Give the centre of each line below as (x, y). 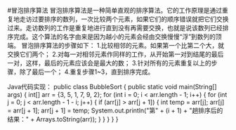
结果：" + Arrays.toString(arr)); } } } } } (63, 119)
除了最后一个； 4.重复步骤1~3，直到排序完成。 (87, 72)
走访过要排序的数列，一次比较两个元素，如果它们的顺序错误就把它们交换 (124, 19)
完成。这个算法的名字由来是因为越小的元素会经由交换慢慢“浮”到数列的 (114, 37)
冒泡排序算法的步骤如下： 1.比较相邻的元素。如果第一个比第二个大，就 (123, 45)
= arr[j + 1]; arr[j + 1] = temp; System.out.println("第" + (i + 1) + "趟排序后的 (115, 110)
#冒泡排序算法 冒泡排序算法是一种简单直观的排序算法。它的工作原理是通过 (115, 10)
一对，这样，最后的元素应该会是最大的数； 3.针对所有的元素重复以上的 (110, 63)
